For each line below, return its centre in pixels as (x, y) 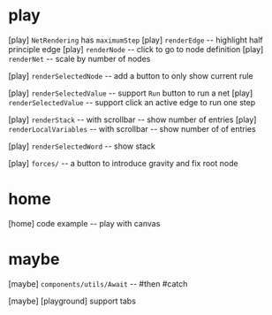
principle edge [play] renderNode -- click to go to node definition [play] (136, 49)
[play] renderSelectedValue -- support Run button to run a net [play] (131, 93)
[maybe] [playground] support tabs (72, 301)
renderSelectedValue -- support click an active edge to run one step (132, 102)
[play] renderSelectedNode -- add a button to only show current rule (131, 75)
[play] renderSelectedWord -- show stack (82, 146)
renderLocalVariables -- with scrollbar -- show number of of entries (132, 128)
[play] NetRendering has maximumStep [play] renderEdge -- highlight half (136, 40)
